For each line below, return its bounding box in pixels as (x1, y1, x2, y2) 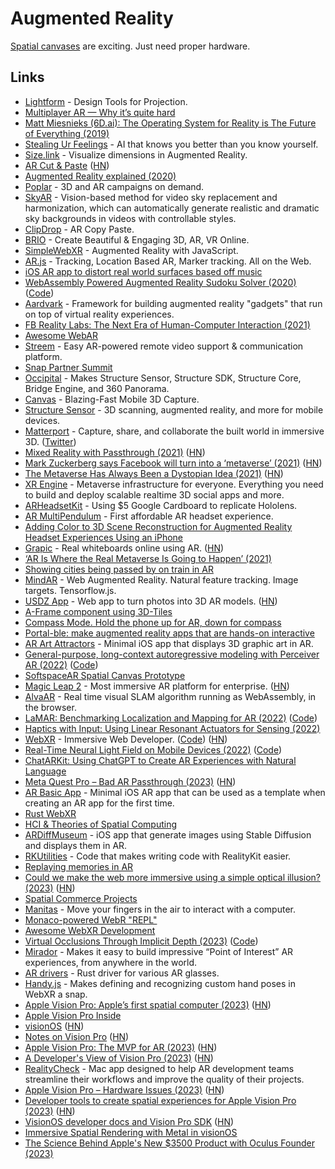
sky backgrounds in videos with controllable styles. (24, 212, 237, 224)
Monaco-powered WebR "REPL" (24, 913, 158, 926)
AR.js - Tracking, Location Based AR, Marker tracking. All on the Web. (24, 255, 312, 267)
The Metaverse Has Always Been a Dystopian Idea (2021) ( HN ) (24, 467, 284, 479)
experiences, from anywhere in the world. (24, 956, 198, 968)
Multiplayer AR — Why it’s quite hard (24, 106, 176, 118)
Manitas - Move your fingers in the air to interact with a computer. (24, 903, 297, 915)
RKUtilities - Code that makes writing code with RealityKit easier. (24, 850, 292, 862)
